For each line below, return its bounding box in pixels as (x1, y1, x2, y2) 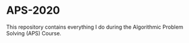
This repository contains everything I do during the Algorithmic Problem (6, 23, 184, 30)
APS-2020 (6, 4, 60, 17)
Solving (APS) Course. (6, 29, 62, 36)
